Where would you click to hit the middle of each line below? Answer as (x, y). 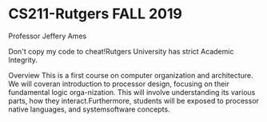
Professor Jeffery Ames (48, 36)
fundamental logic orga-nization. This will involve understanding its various (132, 92)
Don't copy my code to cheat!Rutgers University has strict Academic (121, 51)
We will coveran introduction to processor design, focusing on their (119, 84)
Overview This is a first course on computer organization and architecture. (131, 75)
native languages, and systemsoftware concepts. (89, 109)
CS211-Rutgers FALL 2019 (95, 14)
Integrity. (23, 60)
